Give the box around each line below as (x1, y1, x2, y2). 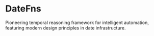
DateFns (5, 3, 42, 14)
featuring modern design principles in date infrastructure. (5, 24, 126, 30)
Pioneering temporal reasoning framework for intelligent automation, (5, 19, 149, 25)
